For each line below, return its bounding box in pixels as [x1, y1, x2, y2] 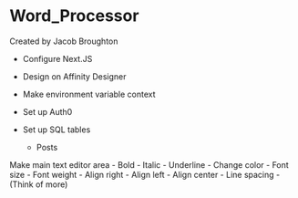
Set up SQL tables [22, 124, 91, 135]
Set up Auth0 [22, 106, 73, 117]
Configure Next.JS [22, 53, 93, 64]
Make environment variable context [22, 89, 157, 99]
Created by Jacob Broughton [9, 36, 118, 47]
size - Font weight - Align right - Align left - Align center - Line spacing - [9, 169, 281, 180]
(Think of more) [9, 179, 68, 190]
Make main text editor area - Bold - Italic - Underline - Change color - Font [9, 159, 289, 170]
